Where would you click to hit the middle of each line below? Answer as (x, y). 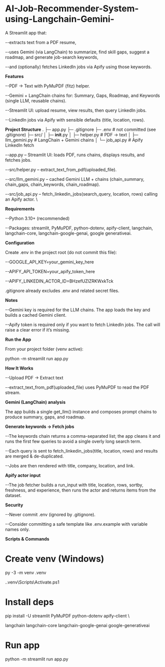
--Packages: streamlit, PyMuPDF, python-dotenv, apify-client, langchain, (79, 228)
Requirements (20, 208)
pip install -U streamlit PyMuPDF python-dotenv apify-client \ (67, 616)
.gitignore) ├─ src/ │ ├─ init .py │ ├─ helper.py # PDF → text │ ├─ (72, 134)
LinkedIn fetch (20, 145)
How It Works (19, 368)
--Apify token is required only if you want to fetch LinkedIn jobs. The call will (83, 325)
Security (14, 505)
